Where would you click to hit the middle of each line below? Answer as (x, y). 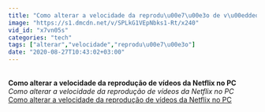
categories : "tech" (40, 37)
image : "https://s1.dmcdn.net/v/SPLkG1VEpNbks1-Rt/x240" (104, 23)
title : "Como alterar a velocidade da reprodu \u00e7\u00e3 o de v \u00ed (128, 15)
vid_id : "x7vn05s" (38, 30)
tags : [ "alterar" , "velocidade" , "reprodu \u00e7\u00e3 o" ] (102, 45)
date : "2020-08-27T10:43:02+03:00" (67, 52)
